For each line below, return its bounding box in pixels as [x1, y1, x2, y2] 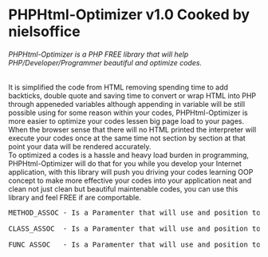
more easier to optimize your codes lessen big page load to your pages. [8, 117, 245, 126]
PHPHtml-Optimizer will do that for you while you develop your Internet [8, 159, 242, 168]
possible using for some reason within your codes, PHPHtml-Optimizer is [8, 108, 249, 117]
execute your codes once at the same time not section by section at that [8, 133, 246, 143]
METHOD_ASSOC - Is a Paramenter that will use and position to [8, 208, 261, 217]
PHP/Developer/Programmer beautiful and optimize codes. [8, 57, 202, 67]
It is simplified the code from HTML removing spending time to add [8, 82, 229, 93]
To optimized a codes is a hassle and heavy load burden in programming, [8, 150, 250, 160]
